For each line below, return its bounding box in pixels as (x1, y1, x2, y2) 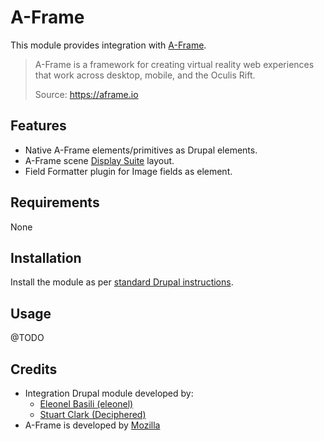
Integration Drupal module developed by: (24, 387, 194, 399)
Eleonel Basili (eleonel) (39, 398, 134, 410)
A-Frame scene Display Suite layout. (24, 154, 175, 166)
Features (10, 117, 67, 135)
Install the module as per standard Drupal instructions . (10, 276, 234, 288)
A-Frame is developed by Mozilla (24, 419, 161, 431)
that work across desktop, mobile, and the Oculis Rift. (34, 69, 256, 81)
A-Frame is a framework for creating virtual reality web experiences (34, 58, 315, 70)
